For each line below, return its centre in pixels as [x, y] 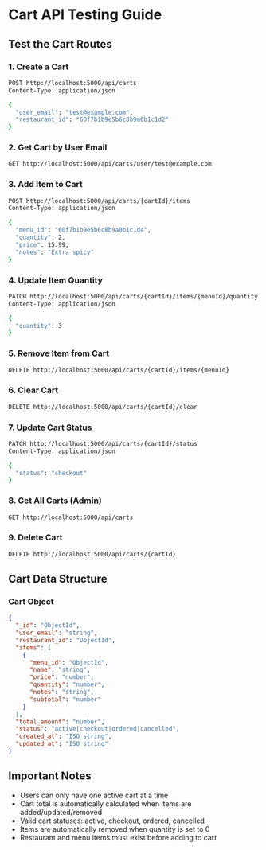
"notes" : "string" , [61, 692]
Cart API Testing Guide [85, 15]
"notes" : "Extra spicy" [55, 252]
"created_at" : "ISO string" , [64, 737]
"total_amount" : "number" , [60, 722]
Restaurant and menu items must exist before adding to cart [118, 837]
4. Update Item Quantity [56, 280]
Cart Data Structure [58, 579]
